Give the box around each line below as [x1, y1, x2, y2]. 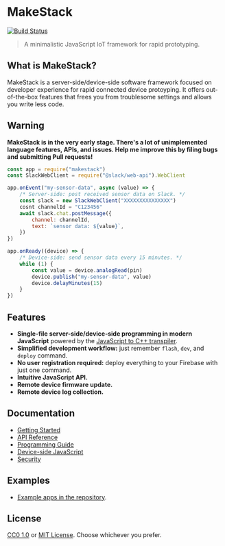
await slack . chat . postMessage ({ [19, 210, 112, 216]
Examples [7, 475, 50, 486]
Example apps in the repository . [16, 493, 107, 501]
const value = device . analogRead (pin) [32, 266, 143, 274]
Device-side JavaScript [16, 447, 84, 456]
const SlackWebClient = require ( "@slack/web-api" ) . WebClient [7, 172, 186, 179]
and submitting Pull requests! [7, 152, 93, 161]
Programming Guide [16, 440, 74, 449]
